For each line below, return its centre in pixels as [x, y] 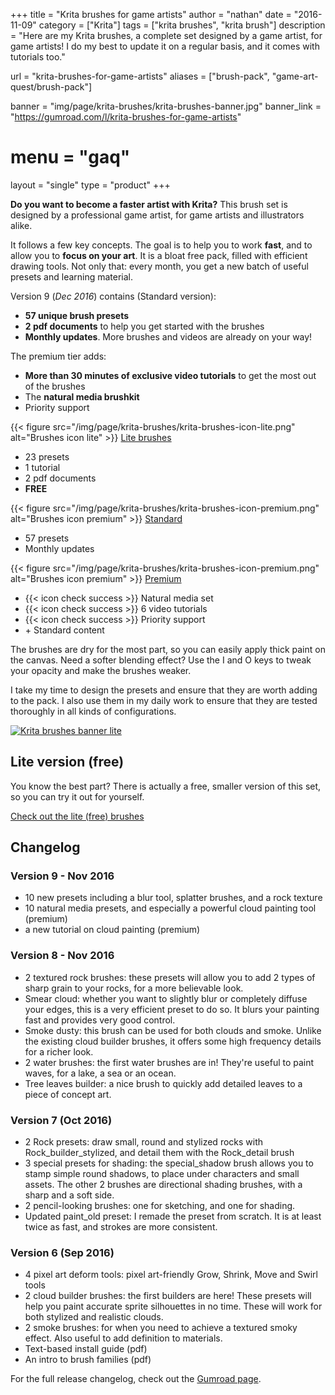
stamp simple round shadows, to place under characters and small [162, 1174]
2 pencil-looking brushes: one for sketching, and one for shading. [160, 1206]
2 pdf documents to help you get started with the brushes [144, 326]
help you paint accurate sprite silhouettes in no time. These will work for [173, 1306]
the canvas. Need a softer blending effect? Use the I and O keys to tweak [161, 660]
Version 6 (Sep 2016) [62, 1252]
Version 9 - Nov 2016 [62, 876]
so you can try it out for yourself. [77, 796]
